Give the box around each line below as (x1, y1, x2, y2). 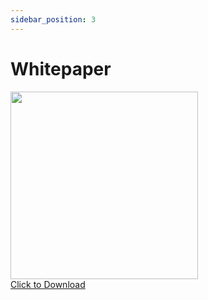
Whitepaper (10, 57, 112, 80)
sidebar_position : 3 (10, 14, 97, 25)
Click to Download (10, 278, 86, 290)
